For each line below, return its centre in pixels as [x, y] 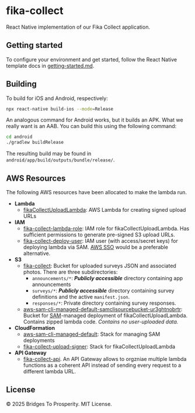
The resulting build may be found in [49, 154]
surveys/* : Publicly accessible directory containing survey [103, 290]
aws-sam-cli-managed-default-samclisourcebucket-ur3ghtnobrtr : [103, 309]
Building [21, 84]
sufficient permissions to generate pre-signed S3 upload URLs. [99, 235]
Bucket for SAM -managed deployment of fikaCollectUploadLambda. [105, 315]
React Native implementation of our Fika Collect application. [78, 27]
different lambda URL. [49, 371]
